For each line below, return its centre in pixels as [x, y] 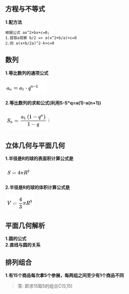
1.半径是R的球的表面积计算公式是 [39, 159]
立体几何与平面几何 [35, 145]
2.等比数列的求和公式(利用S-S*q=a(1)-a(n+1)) [53, 103]
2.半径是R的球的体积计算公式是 [38, 187]
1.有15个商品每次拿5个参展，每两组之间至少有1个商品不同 [65, 275]
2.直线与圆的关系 [23, 245]
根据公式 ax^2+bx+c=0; [27, 32]
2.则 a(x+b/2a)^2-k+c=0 [30, 43]
